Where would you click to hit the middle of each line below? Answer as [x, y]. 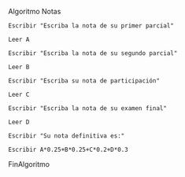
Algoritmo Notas [35, 11]
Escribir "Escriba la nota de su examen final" [88, 109]
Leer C [19, 94]
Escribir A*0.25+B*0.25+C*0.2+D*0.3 [68, 149]
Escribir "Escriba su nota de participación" [84, 81]
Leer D [19, 122]
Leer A [19, 39]
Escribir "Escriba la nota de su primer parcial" [91, 26]
